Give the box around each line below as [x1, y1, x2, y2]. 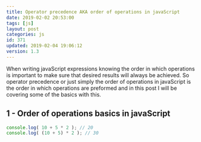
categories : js [6, 32, 45, 38]
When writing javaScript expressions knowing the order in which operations [6, 65, 195, 72]
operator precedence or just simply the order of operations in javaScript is [6, 78, 191, 85]
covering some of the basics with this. [6, 90, 102, 98]
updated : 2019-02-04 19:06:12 [6, 43, 83, 49]
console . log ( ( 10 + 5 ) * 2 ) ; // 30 [6, 130, 99, 137]
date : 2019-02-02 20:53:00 [6, 15, 74, 21]
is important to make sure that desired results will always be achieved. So [6, 71, 189, 79]
